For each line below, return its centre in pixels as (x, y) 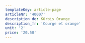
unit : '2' (15, 28)
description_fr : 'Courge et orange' (43, 23)
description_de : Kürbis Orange (38, 19)
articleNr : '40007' (25, 14)
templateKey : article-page (33, 10)
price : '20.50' (21, 33)
